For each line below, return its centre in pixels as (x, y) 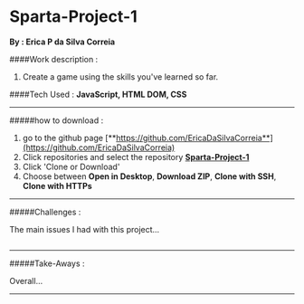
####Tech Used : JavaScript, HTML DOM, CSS (98, 94)
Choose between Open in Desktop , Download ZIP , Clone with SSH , (149, 176)
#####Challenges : (45, 212)
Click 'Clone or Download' (71, 166)
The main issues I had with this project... (85, 229)
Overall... (26, 280)
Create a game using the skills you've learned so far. (120, 76)
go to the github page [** (69, 138)
